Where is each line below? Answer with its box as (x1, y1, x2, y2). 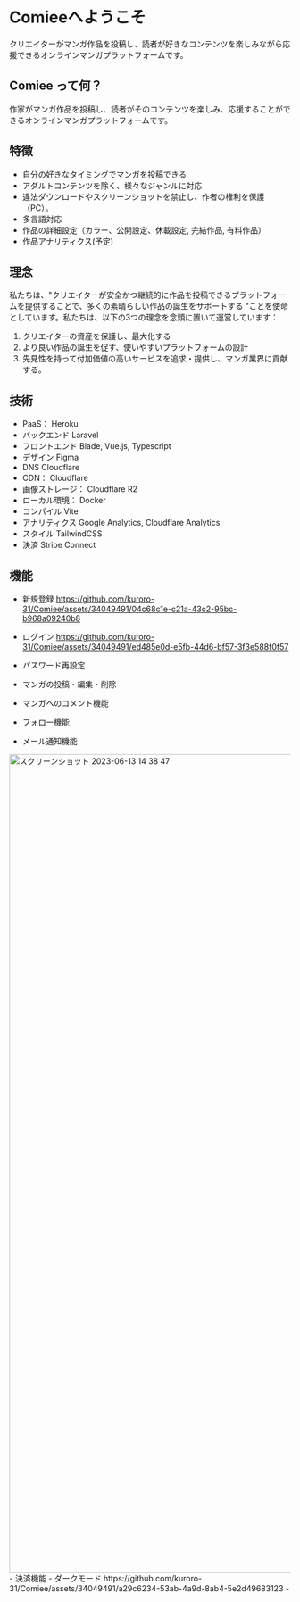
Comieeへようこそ (9, 7, 146, 28)
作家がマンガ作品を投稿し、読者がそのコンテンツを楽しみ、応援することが (9, 104, 283, 114)
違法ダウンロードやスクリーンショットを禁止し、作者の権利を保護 (21, 191, 265, 202)
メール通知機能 (21, 736, 78, 746)
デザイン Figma (21, 452, 79, 463)
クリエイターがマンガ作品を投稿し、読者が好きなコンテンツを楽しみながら (9, 38, 283, 49)
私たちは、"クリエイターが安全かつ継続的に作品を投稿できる (9, 290, 232, 301)
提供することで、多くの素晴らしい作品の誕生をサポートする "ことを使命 (24, 301, 288, 311)
